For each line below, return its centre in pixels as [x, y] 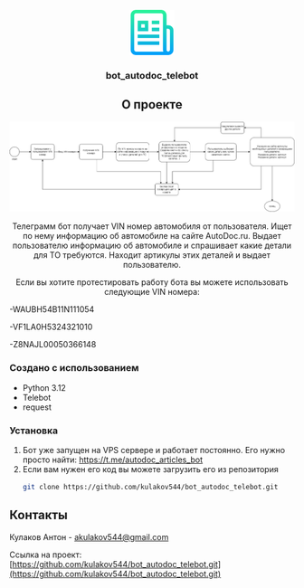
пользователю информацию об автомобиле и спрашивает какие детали [152, 246]
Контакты [38, 515]
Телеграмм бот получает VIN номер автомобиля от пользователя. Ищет [152, 226]
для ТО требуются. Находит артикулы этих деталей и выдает [152, 255]
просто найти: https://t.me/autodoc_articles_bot [113, 460]
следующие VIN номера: [152, 292]
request [37, 407]
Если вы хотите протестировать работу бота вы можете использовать [152, 282]
